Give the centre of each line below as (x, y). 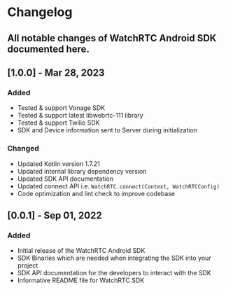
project (28, 265)
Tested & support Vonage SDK (61, 108)
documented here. (48, 49)
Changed (23, 149)
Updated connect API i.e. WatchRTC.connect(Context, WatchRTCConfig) (119, 186)
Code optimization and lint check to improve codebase (96, 193)
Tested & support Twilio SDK (58, 123)
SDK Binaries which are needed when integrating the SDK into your (114, 258)
